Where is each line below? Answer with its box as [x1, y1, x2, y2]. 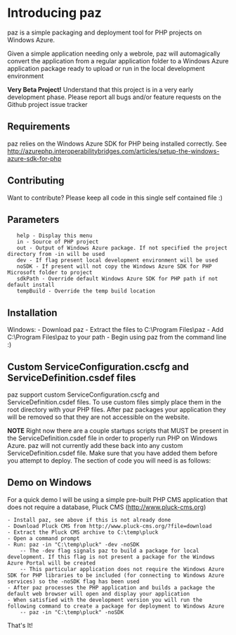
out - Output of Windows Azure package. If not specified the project [16, 245, 228, 252]
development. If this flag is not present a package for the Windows [7, 553, 216, 560]
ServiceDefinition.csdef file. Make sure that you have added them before [7, 449, 218, 457]
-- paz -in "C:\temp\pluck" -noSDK [20, 608, 124, 616]
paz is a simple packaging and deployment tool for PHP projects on [7, 28, 202, 37]
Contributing [7, 174, 65, 187]
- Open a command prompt [7, 534, 80, 542]
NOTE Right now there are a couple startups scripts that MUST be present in [7, 427, 229, 435]
